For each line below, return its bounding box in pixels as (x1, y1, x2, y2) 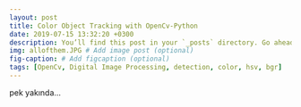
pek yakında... (9, 86, 61, 98)
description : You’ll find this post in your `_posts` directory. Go (9, 37, 271, 47)
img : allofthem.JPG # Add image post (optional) (9, 46, 194, 55)
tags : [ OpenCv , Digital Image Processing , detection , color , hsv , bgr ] (9, 63, 282, 72)
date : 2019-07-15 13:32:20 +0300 (9, 29, 134, 38)
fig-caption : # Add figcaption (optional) (9, 54, 170, 63)
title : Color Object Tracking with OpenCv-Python (9, 21, 199, 30)
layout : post (9, 12, 58, 22)
